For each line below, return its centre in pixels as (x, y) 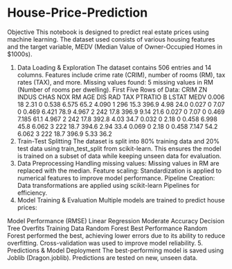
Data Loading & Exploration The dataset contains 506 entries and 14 (114, 67)
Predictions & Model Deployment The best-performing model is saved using (115, 250)
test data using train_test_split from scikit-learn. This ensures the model (119, 148)
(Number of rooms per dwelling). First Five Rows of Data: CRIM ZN (112, 89)
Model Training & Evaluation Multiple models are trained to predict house (121, 200)
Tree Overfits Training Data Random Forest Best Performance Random (107, 228)
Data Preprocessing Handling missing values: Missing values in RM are (118, 163)
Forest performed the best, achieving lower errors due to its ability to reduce (116, 235)
